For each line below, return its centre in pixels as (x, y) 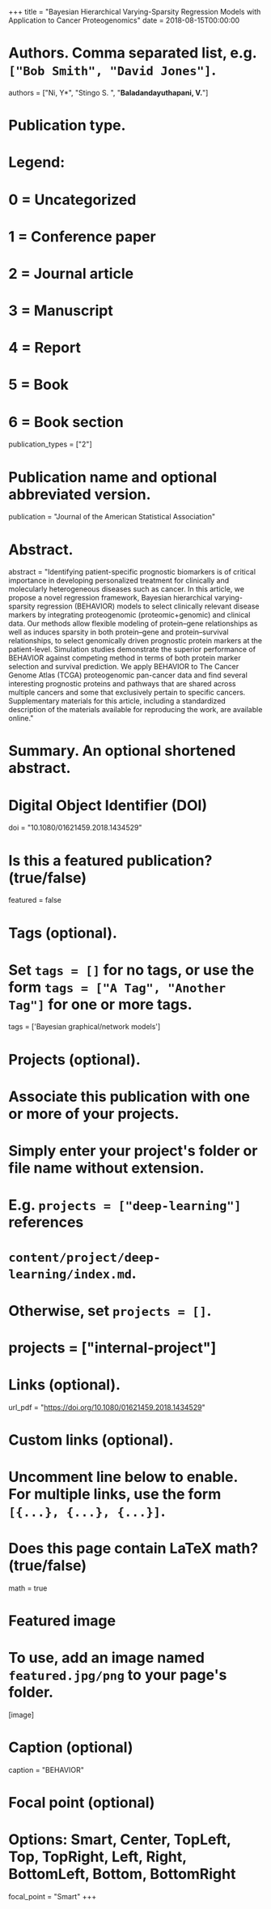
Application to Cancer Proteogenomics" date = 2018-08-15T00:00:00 (124, 20)
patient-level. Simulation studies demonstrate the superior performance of (132, 649)
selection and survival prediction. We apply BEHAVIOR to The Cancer (124, 667)
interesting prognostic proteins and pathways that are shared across (122, 684)
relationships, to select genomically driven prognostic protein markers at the (135, 641)
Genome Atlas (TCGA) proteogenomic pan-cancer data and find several (128, 675)
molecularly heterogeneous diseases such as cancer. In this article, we (127, 589)
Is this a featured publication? (110, 860)
